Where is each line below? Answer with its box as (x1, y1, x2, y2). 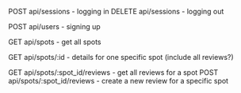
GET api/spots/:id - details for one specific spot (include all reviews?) (8, 53, 234, 61)
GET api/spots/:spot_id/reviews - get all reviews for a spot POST (8, 68, 219, 77)
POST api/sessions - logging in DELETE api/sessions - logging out (8, 7, 224, 16)
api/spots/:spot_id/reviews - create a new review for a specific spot (8, 76, 228, 85)
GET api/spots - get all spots (8, 37, 101, 46)
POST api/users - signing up (8, 22, 101, 31)
